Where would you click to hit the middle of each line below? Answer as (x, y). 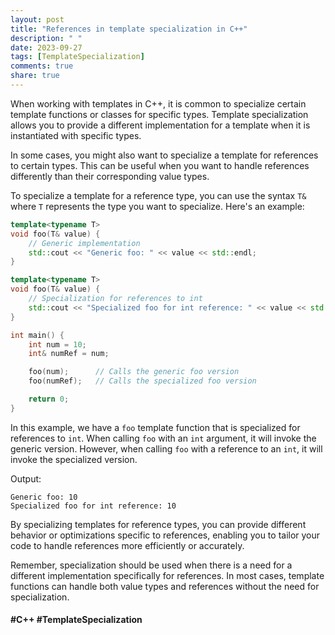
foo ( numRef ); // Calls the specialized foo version (142, 381)
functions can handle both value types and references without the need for (165, 586)
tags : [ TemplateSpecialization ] (77, 57)
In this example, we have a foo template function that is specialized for (155, 427)
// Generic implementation (84, 243)
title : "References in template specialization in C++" (129, 29)
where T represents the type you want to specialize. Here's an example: (157, 206)
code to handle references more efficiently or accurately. (127, 545)
